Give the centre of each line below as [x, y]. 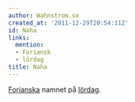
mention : [30, 45]
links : [19, 38]
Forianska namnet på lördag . [54, 89]
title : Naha [28, 67]
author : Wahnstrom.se [44, 15]
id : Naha [22, 30]
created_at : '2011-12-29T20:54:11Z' [68, 23]
